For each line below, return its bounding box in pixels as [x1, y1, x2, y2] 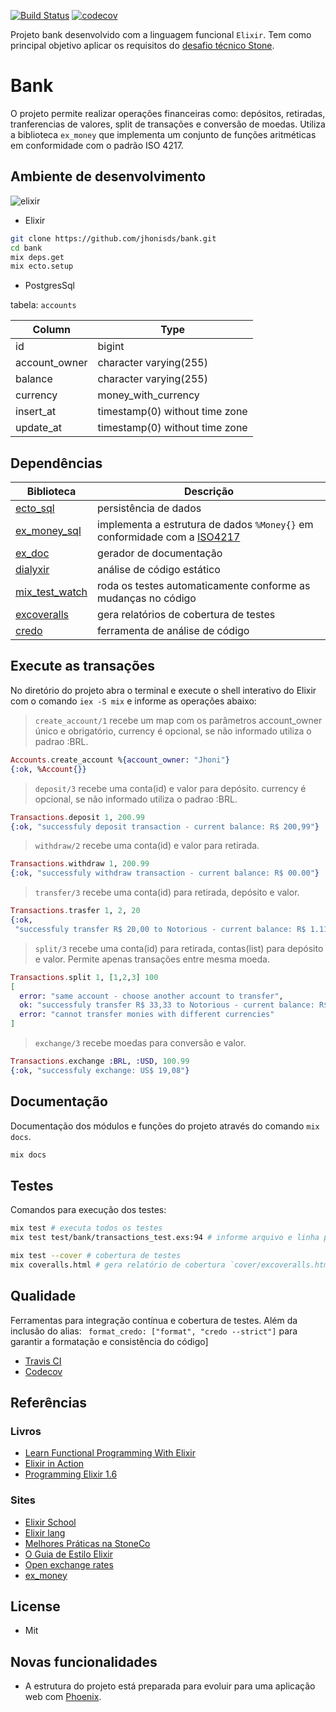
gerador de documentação [97, 546, 223, 560]
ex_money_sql [15, 524, 82, 538]
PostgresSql [24, 280, 76, 292]
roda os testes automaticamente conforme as [97, 579, 311, 593]
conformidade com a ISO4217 [97, 530, 241, 544]
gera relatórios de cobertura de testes [97, 608, 276, 622]
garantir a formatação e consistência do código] [10, 1335, 209, 1347]
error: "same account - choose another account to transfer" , [19, 991, 284, 1001]
